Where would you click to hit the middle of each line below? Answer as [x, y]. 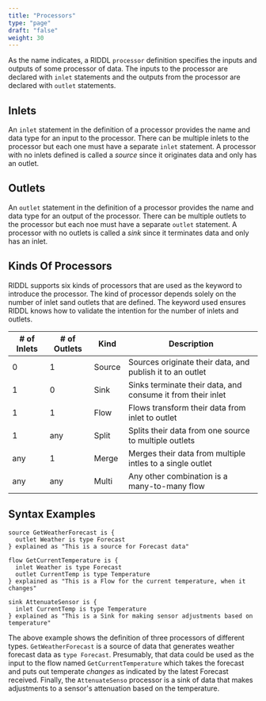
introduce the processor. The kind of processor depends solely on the [122, 294]
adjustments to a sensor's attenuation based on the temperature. [114, 688]
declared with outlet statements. [62, 86]
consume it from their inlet [177, 395]
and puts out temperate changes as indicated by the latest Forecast [118, 671]
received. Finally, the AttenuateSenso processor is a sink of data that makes [131, 680]
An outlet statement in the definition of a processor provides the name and [131, 207]
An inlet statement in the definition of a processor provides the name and [129, 130]
